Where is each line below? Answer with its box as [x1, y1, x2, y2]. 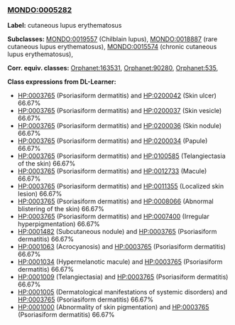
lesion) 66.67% [17, 190, 62, 198]
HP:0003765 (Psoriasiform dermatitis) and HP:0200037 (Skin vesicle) [17, 107, 222, 115]
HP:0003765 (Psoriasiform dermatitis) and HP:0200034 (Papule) [17, 137, 208, 145]
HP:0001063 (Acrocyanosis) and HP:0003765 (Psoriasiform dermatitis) [17, 243, 226, 251]
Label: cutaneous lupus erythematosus [7, 21, 122, 30]
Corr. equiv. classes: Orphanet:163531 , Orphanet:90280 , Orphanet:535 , [7, 64, 219, 73]
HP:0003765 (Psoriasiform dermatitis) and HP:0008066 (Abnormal [17, 197, 214, 206]
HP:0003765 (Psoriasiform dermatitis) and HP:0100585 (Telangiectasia [17, 151, 226, 161]
